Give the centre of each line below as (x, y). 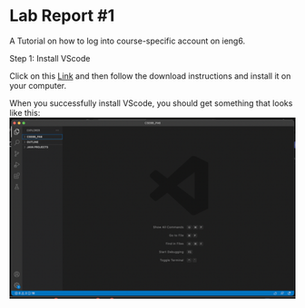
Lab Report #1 (62, 16)
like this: (25, 112)
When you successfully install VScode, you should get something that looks (151, 103)
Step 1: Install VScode (50, 58)
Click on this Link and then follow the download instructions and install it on (150, 76)
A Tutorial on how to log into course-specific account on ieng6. (128, 41)
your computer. (38, 85)
